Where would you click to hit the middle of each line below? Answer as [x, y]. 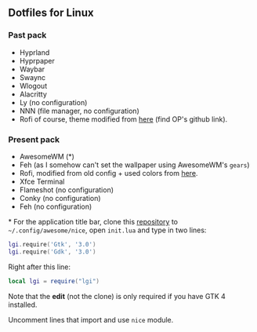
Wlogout [33, 86]
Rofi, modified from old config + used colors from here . [109, 173]
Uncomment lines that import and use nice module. [91, 319]
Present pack [34, 139]
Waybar [32, 69]
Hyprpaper [37, 60]
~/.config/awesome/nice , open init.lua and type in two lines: [107, 230]
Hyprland [34, 52]
